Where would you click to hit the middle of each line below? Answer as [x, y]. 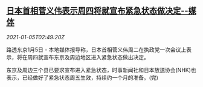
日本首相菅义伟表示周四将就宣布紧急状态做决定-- [97, 11]
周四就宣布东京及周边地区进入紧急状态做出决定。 [88, 57]
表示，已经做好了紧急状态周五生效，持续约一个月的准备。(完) [82, 77]
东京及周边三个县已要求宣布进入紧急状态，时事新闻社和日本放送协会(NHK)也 [101, 70]
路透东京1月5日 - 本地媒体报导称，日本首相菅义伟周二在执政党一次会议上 [96, 50]
